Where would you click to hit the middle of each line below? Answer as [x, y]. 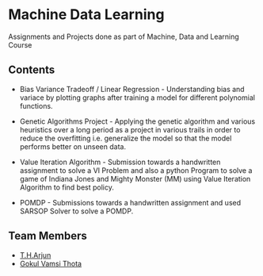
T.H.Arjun [35, 255]
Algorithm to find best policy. [67, 187]
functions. [36, 105]
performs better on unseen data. [73, 146]
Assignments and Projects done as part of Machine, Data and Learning [124, 36]
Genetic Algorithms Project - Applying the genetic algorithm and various [137, 121]
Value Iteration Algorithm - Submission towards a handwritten [120, 162]
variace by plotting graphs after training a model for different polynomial [137, 98]
